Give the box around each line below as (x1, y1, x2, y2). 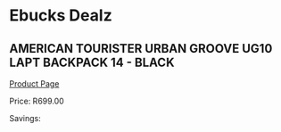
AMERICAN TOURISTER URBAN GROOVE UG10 (9, 41, 273, 56)
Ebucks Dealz (9, 5, 113, 26)
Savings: (9, 113, 42, 123)
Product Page (9, 78, 60, 89)
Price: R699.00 (9, 95, 64, 106)
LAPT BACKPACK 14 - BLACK (9, 54, 175, 70)
